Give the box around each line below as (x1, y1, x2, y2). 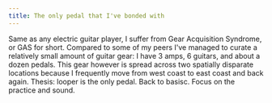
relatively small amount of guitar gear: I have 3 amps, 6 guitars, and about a (8, 51, 261, 60)
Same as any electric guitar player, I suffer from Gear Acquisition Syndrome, (8, 34, 262, 43)
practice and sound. (8, 85, 75, 95)
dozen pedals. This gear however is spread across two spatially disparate (8, 60, 253, 69)
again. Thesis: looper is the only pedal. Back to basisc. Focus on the (8, 76, 236, 86)
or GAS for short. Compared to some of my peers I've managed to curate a (8, 42, 257, 52)
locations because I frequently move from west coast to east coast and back (8, 68, 264, 77)
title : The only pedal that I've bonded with (8, 11, 164, 20)
